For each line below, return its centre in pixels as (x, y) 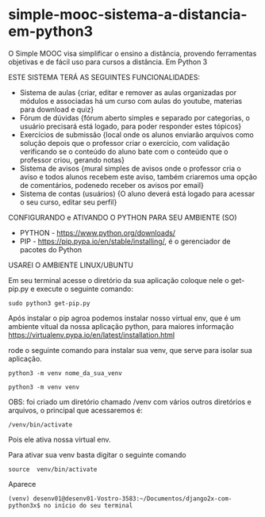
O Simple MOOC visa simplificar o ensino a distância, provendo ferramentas (132, 53)
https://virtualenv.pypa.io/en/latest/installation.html (92, 335)
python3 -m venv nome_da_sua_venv (65, 373)
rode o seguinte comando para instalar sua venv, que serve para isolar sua (130, 350)
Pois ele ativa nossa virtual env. (60, 439)
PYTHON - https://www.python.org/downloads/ (98, 232)
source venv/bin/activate (53, 469)
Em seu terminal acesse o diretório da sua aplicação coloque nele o (119, 280)
